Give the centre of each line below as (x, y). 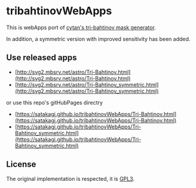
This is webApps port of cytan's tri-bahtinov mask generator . (81, 27)
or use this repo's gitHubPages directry (55, 102)
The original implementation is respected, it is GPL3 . (71, 178)
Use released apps (42, 58)
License (21, 164)
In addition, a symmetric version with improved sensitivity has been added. (98, 39)
